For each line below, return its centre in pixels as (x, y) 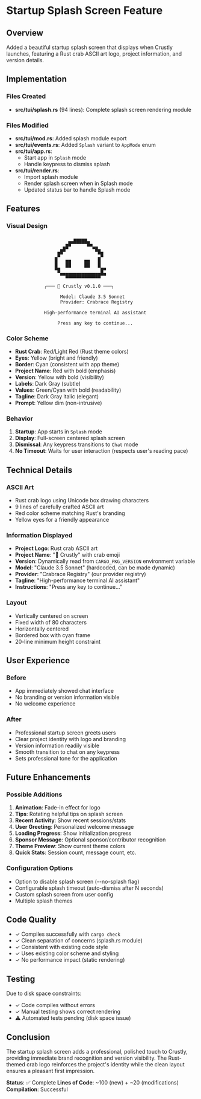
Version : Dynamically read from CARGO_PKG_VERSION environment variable (105, 561)
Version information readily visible (57, 745)
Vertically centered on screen (51, 616)
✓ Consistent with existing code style (61, 947)
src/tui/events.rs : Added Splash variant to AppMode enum (85, 144)
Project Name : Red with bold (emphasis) (65, 371)
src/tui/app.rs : (33, 151)
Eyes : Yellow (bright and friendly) (56, 358)
